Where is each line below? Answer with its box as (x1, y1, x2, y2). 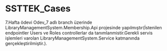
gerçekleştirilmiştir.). (5, 40, 48, 46)
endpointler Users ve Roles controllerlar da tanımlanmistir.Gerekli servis (5, 30, 153, 36)
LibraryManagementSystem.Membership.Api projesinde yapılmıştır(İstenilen (5, 24, 162, 30)
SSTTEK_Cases (5, 3, 71, 14)
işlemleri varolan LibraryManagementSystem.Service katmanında (5, 35, 140, 41)
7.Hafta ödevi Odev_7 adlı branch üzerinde (5, 19, 92, 25)
